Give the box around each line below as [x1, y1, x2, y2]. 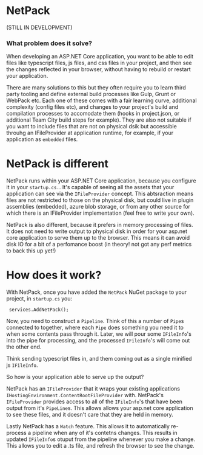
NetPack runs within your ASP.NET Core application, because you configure [6, 177, 196, 184]
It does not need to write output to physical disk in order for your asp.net [6, 227, 188, 235]
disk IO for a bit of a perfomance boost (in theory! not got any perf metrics [6, 241, 192, 248]
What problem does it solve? [6, 39, 93, 47]
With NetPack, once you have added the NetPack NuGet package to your [6, 288, 187, 296]
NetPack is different [6, 157, 109, 171]
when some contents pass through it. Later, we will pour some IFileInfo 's [6, 330, 192, 338]
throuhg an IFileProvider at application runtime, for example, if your [6, 129, 174, 137]
